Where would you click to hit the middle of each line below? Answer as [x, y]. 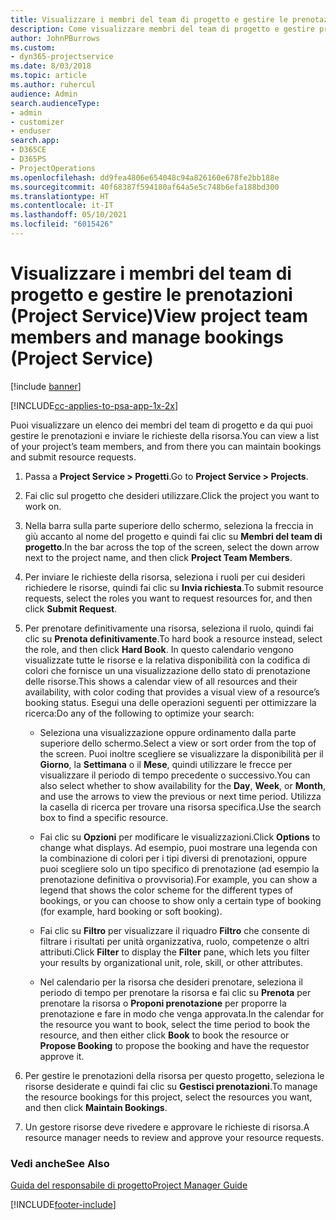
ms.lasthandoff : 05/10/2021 [69, 215]
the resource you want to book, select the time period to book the [175, 1024]
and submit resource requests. [73, 457]
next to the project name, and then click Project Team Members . [158, 557]
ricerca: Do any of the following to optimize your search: [139, 713]
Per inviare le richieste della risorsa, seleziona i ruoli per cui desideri [165, 577]
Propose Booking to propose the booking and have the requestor [174, 1045]
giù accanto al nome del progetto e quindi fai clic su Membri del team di [173, 536]
